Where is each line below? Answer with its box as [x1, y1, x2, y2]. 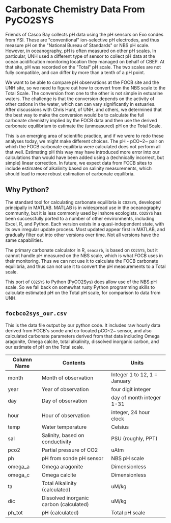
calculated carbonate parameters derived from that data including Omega [5, 333, 160, 339]
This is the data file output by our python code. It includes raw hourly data [5, 322, 161, 328]
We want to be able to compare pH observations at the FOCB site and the [5, 79, 159, 85]
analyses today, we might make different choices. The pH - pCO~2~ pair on [5, 138, 164, 144]
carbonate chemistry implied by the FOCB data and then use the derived [5, 117, 157, 123]
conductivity [41, 438, 72, 445]
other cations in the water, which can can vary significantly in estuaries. [5, 101, 156, 107]
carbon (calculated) [41, 501, 89, 508]
